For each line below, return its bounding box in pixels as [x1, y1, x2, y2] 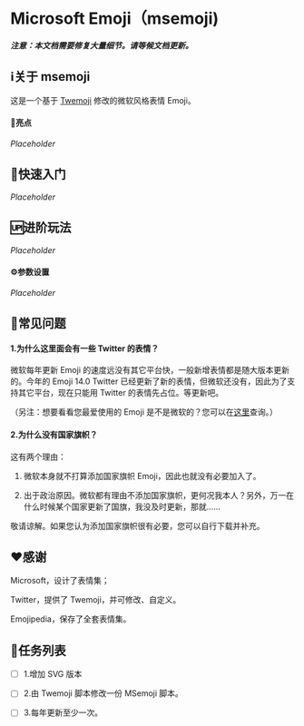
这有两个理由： [10, 451, 66, 462]
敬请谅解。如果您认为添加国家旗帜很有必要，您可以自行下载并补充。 [10, 520, 265, 531]
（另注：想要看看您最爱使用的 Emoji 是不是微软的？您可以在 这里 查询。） [10, 407, 278, 417]
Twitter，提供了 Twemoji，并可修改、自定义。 [10, 594, 181, 605]
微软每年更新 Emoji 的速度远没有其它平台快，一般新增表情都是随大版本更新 [10, 365, 289, 376]
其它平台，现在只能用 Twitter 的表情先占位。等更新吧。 [17, 388, 224, 398]
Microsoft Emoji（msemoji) [10, 8, 220, 29]
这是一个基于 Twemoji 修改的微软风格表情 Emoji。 [10, 94, 196, 105]
